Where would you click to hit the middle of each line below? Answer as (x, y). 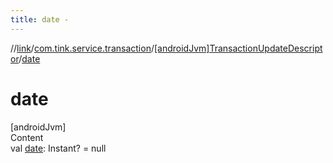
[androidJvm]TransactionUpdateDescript (238, 48)
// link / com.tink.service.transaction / (82, 48)
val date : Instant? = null (58, 148)
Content (27, 137)
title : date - (40, 19)
